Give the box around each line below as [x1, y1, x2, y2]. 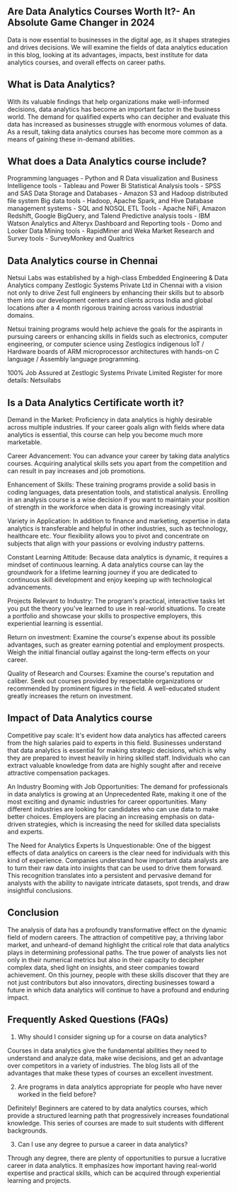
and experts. [7, 827, 45, 835]
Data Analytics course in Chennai [7, 255, 158, 267]
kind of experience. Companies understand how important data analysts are [7, 856, 229, 864]
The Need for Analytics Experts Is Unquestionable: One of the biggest [7, 841, 211, 850]
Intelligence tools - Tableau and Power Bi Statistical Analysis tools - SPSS [7, 182, 221, 190]
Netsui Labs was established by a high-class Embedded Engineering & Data [7, 274, 229, 282]
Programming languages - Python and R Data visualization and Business [7, 174, 218, 183]
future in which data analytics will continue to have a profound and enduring [7, 985, 229, 994]
